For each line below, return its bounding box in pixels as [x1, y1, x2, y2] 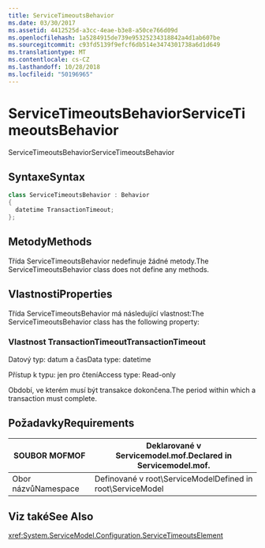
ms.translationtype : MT [8, 48, 87, 56]
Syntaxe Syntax [8, 170, 85, 183]
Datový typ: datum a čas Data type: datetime [8, 354, 151, 364]
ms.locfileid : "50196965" [8, 70, 93, 78]
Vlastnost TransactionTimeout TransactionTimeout [8, 337, 207, 348]
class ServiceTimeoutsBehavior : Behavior [8, 191, 150, 199]
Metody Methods [8, 235, 92, 249]
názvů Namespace [12, 483, 80, 494]
